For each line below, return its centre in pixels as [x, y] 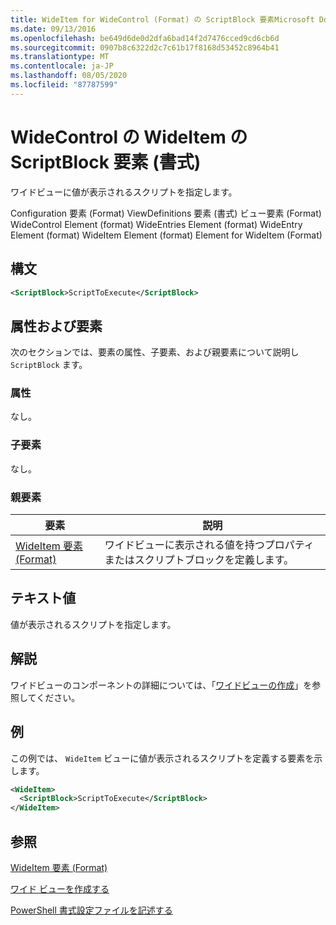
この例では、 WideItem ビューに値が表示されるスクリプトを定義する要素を [162, 758]
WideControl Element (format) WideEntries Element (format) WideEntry [156, 224]
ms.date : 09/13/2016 [53, 29]
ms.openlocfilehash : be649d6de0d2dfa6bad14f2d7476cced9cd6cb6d [145, 38]
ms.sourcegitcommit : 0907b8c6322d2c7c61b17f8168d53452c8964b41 [145, 47]
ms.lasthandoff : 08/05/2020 [69, 76]
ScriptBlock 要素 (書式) [106, 162]
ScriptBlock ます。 [49, 365]
